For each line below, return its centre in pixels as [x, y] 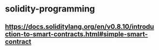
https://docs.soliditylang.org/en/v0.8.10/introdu [79, 27]
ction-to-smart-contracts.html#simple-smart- [77, 34]
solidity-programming [50, 9]
